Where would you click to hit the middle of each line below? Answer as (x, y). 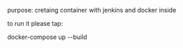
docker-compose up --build (47, 37)
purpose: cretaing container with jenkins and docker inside (92, 10)
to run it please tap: (35, 23)
